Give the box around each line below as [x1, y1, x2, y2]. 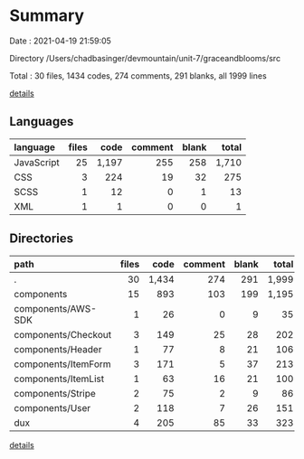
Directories [9, 231, 74, 247]
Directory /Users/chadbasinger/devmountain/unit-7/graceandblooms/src [9, 52, 281, 63]
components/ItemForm [14, 358, 111, 370]
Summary [9, 5, 84, 26]
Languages [9, 114, 74, 129]
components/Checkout [14, 328, 111, 341]
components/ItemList [14, 372, 105, 385]
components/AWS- [14, 302, 97, 314]
